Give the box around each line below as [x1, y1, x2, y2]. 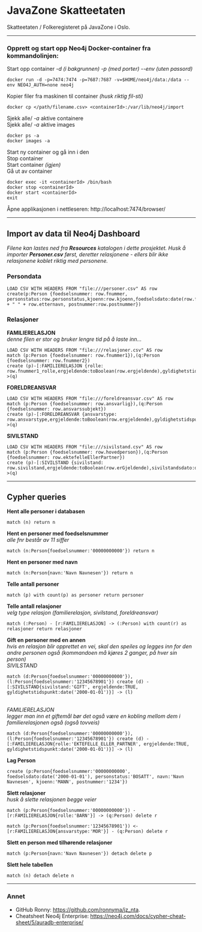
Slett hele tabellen [7, 861, 53, 868]
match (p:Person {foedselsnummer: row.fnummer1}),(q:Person [7, 352, 161, 358]
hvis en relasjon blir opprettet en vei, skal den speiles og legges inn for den [7, 643, 192, 650]
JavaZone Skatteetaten [7, 4, 126, 17]
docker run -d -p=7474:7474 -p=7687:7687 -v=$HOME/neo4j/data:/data [7, 77, 182, 83]
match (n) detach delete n [7, 873, 74, 879]
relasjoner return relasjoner [7, 626, 83, 632]
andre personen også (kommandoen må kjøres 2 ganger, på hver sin [7, 649, 177, 657]
